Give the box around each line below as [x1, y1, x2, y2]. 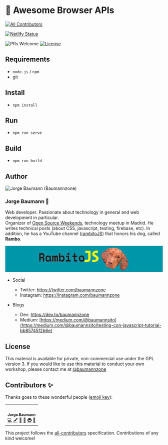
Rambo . [5, 236, 21, 242]
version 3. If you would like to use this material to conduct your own [5, 361, 144, 367]
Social [12, 277, 25, 283]
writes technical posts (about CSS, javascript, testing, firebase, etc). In [5, 226, 150, 232]
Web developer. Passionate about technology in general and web [5, 209, 139, 215]
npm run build [12, 158, 42, 164]
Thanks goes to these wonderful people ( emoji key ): [5, 394, 113, 400]
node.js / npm [12, 68, 39, 74]
